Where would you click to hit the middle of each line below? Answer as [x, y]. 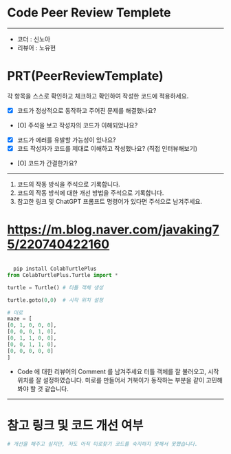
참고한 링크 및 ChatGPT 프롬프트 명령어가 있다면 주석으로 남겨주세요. [110, 202]
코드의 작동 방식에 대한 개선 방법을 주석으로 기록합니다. [90, 193]
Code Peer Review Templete [89, 13]
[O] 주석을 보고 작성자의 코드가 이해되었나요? [77, 125]
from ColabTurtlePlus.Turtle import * [63, 275]
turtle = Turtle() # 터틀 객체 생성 [55, 287]
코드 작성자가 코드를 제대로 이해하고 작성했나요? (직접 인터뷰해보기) [107, 148]
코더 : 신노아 [34, 39]
